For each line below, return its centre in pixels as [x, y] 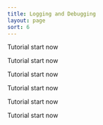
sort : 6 [19, 27]
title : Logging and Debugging [52, 14]
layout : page [26, 20]
